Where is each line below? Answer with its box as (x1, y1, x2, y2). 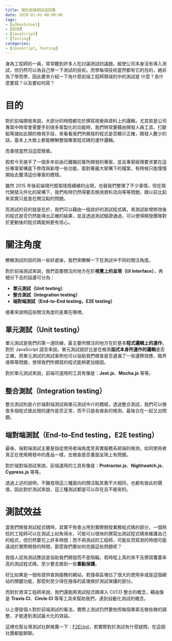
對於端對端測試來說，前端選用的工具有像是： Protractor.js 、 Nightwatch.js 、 (5, 462, 166, 468)
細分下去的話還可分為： (5, 274, 55, 280)
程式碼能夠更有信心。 (27, 219, 73, 225)
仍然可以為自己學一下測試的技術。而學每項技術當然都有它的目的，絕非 (18, 67, 167, 73)
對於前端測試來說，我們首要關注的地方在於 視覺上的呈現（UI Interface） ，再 (5, 268, 163, 274)
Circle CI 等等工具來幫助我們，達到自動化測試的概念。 (34, 595, 148, 601)
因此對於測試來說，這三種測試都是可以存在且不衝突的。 (14, 486, 131, 492)
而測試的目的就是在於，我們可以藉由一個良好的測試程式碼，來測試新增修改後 (5, 206, 167, 212)
